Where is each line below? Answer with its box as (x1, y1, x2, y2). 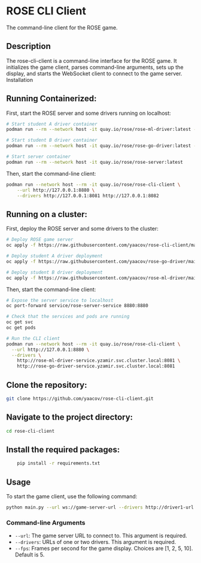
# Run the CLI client (6, 335, 60, 341)
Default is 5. (14, 551, 45, 558)
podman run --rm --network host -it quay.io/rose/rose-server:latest (6, 159, 184, 165)
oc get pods (6, 325, 36, 331)
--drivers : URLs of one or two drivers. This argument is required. (14, 538, 176, 546)
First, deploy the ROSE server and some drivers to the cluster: (6, 225, 159, 232)
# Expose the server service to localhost (6, 297, 114, 303)
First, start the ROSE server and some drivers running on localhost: (6, 109, 172, 117)
